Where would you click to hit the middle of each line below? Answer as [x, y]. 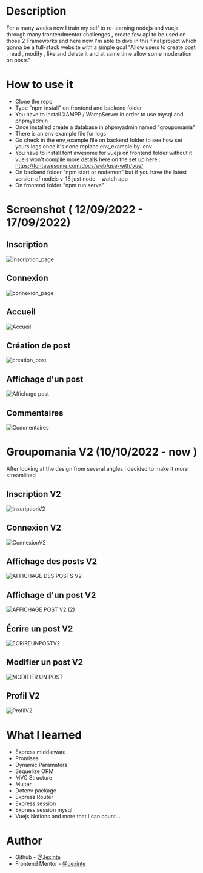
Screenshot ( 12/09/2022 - [75, 210]
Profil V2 [23, 696]
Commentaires [35, 413]
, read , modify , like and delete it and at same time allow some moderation [99, 53]
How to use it [40, 85]
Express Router [34, 797]
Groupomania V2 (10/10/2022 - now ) [102, 452]
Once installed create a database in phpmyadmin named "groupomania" [105, 127]
